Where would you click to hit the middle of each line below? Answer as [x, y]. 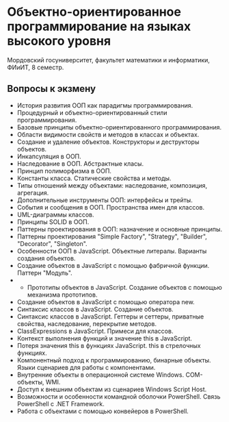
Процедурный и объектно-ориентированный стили [92, 112]
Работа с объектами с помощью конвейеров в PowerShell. [103, 411]
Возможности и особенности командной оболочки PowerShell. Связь [119, 396]
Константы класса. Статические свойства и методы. [94, 178]
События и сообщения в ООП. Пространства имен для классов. [111, 207]
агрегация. [33, 193]
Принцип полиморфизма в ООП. [64, 171]
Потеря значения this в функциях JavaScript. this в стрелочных [109, 345]
